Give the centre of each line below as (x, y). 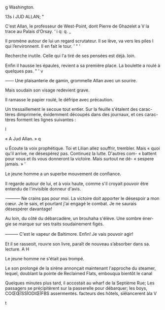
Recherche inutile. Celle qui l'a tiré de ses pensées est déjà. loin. (70, 56)
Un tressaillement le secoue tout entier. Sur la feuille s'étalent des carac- (79, 109)
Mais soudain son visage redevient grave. (47, 90)
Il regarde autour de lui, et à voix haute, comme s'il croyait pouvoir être (77, 184)
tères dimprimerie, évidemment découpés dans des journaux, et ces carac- (82, 114)
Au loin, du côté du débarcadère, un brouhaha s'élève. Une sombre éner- (79, 218)
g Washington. (20, 7)
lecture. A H (17, 249)
